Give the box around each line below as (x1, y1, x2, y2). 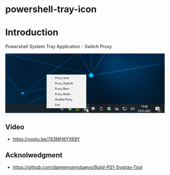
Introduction (5, 27, 59, 38)
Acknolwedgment (5, 151, 63, 159)
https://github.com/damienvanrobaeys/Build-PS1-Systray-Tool (12, 164, 143, 170)
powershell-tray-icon (5, 4, 97, 15)
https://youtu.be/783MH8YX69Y (12, 136, 80, 142)
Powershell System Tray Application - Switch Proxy (5, 43, 112, 50)
